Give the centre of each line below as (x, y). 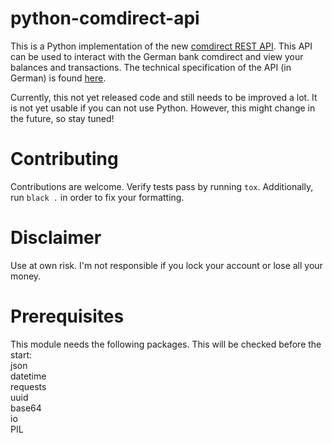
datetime (28, 376)
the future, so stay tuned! (62, 118)
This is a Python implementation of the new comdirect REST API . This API (161, 46)
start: (21, 354)
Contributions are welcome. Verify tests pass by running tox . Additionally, (162, 186)
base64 (26, 408)
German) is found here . (58, 78)
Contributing (64, 159)
